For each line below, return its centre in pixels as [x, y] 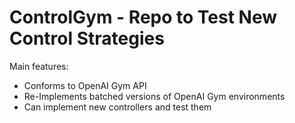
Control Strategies [87, 38]
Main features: [39, 66]
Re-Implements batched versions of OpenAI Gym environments [154, 96]
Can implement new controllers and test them [117, 107]
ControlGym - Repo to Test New [143, 17]
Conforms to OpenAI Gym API [85, 85]
